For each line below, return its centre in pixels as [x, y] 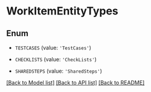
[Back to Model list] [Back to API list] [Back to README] [75, 83]
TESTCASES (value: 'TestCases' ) [53, 48]
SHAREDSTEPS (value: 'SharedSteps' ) [59, 71]
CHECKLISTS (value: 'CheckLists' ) [56, 59]
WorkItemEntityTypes [63, 11]
